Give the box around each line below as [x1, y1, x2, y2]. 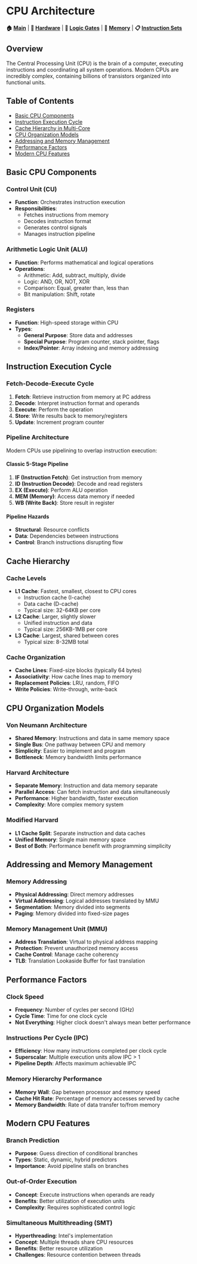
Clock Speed [6, 992, 44, 1001]
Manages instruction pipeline [23, 230, 96, 238]
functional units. [6, 79, 46, 86]
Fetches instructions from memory [23, 211, 109, 218]
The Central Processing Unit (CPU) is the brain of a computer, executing [6, 60, 184, 67]
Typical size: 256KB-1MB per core [23, 625, 107, 633]
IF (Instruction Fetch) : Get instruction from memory [14, 474, 142, 481]
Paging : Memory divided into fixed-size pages [14, 910, 130, 917]
